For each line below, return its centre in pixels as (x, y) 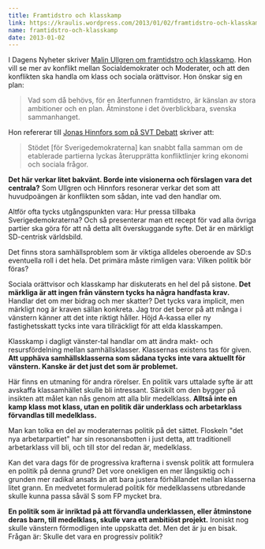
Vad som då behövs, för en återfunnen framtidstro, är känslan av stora (142, 100)
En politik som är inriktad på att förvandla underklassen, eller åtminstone (130, 512)
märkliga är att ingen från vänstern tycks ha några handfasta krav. (119, 293)
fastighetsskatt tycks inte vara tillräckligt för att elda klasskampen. (116, 326)
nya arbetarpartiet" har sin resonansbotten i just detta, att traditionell (119, 439)
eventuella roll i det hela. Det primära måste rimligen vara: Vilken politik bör (130, 260)
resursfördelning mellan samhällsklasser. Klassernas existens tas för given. (130, 350)
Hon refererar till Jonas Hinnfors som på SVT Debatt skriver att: (111, 133)
